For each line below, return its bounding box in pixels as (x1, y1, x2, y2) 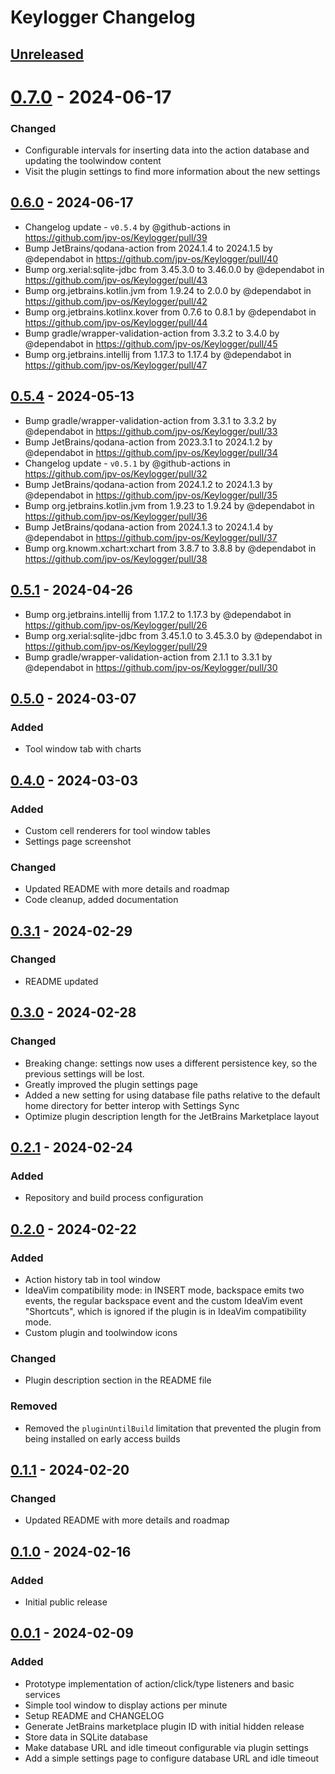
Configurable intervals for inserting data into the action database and (24, 144, 310, 156)
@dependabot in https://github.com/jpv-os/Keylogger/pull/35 (24, 489, 278, 501)
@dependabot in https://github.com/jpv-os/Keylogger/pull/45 (24, 337, 278, 350)
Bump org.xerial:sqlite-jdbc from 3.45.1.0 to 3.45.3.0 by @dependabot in (24, 629, 323, 641)
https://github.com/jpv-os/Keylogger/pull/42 (24, 295, 208, 307)
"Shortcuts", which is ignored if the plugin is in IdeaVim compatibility (24, 1305, 307, 1317)
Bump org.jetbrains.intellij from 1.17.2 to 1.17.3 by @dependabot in (24, 608, 292, 620)
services (24, 1688, 61, 1700)
